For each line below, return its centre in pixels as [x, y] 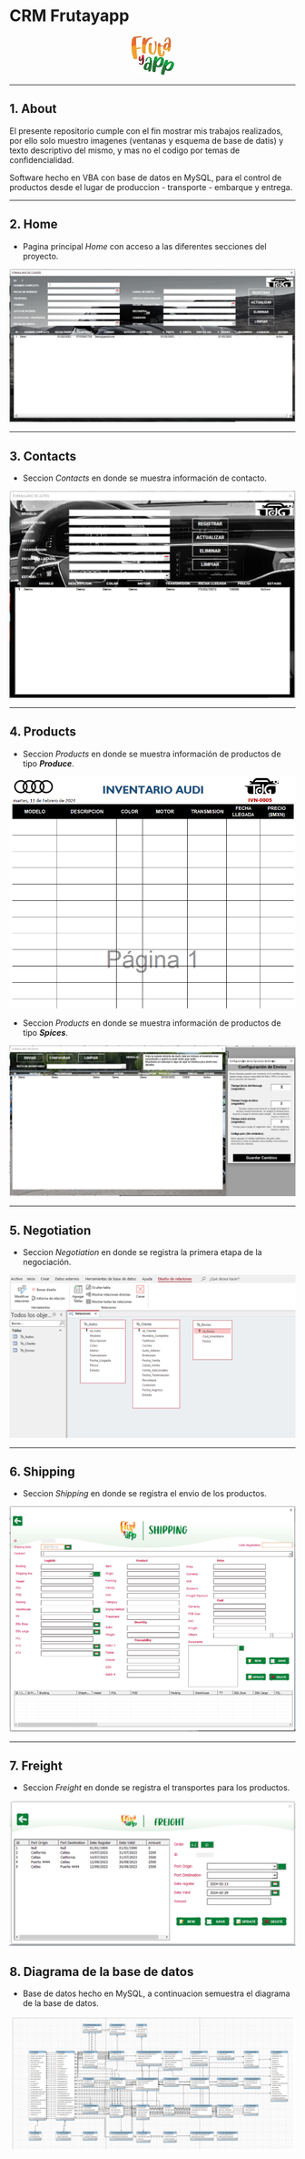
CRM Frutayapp [69, 16]
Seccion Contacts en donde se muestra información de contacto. [145, 478]
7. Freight [36, 1765]
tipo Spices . [45, 1032]
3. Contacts [43, 456]
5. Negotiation [50, 1230]
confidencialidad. [42, 159]
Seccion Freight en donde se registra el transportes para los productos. [156, 1788]
